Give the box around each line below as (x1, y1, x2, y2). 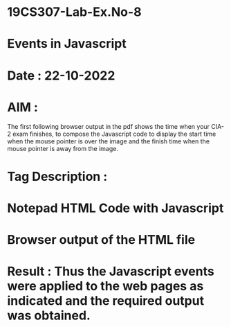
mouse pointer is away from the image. (7, 144, 119, 152)
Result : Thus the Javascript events (7, 264, 214, 279)
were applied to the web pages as (7, 279, 204, 294)
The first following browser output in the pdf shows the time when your (7, 122, 210, 130)
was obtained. (7, 308, 91, 324)
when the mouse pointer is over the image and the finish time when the (7, 136, 210, 145)
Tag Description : (7, 168, 108, 184)
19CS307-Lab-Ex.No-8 (7, 4, 142, 20)
